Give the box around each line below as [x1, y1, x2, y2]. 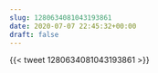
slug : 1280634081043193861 [9, 13, 112, 23]
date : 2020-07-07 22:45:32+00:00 [9, 22, 137, 31]
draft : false [9, 30, 59, 39]
